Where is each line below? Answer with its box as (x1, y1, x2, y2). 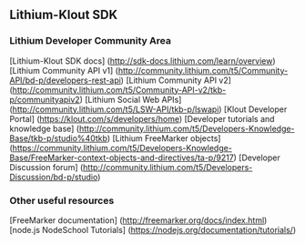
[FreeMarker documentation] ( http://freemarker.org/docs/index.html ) (9, 214, 268, 226)
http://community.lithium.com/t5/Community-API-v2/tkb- (12, 84, 227, 95)
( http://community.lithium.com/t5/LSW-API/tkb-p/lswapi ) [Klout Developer (9, 104, 288, 115)
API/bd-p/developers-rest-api (9, 75, 121, 86)
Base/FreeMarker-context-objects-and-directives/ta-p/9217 (9, 152, 234, 163)
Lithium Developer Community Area (9, 35, 171, 47)
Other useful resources (9, 194, 115, 207)
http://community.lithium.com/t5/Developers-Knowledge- (78, 123, 295, 134)
